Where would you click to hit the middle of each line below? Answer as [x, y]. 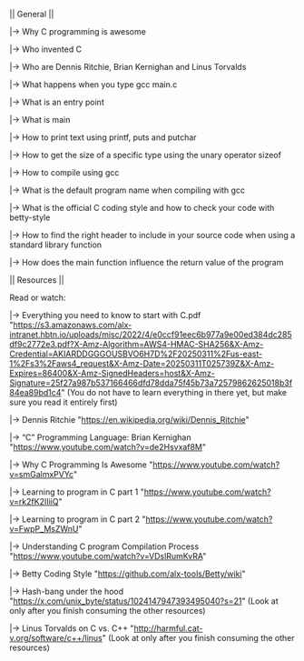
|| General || [32, 14]
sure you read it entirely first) [64, 402]
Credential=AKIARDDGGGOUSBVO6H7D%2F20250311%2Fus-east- [136, 354]
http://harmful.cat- [168, 628]
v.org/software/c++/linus [56, 638]
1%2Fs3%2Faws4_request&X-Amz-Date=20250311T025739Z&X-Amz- [142, 363]
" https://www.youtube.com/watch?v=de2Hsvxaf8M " [108, 447]
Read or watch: [38, 297]
